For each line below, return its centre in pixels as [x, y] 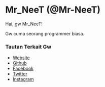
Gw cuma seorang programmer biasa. [45, 33]
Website [21, 58]
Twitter [20, 74]
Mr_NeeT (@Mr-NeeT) [53, 10]
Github [20, 63]
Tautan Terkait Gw [28, 47]
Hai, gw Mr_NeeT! [24, 24]
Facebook [23, 69]
